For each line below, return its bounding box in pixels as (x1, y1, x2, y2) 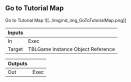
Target (7, 45, 23, 52)
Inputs (7, 29, 23, 36)
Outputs (7, 60, 27, 67)
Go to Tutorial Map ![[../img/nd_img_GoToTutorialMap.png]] (5, 17, 126, 23)
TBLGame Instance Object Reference (28, 45, 115, 52)
